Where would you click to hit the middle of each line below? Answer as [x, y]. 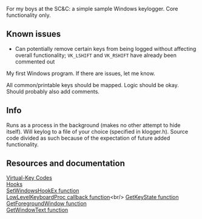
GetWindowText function [37, 210]
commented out [35, 61]
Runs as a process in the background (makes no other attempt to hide [93, 125]
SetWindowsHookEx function [43, 191]
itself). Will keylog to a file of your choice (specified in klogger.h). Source [97, 131]
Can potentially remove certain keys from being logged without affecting [106, 48]
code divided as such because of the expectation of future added [88, 138]
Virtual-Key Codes [29, 178]
